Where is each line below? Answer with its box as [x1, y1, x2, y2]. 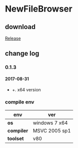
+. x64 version [12, 87, 41, 92]
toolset [7, 135, 24, 142]
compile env [5, 99, 35, 105]
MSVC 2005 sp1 [33, 127, 71, 134]
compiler [7, 127, 28, 134]
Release [5, 35, 21, 41]
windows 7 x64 [33, 119, 68, 126]
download [5, 23, 36, 31]
